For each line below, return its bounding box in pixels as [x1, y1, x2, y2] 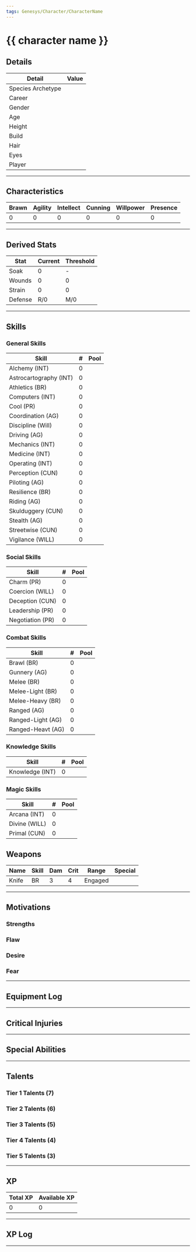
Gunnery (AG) [9, 668, 48, 676]
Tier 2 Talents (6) [6, 1104, 56, 1113]
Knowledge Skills [6, 743, 57, 751]
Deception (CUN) [9, 597, 57, 605]
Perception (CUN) [9, 469, 58, 477]
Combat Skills [6, 633, 47, 642]
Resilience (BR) [9, 488, 51, 496]
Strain [9, 286, 25, 294]
